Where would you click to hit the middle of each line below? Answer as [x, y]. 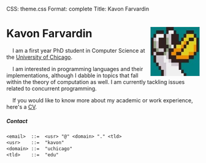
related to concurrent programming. [51, 88]
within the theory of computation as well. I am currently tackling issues [96, 81]
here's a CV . [22, 107]
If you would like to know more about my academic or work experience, [102, 100]
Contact [17, 121]
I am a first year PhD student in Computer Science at [78, 50]
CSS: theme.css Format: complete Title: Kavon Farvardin [78, 9]
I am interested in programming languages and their [78, 69]
